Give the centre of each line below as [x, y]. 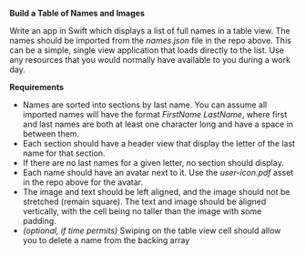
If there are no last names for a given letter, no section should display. [153, 163]
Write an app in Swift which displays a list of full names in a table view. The [150, 31]
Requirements [37, 87]
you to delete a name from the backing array [106, 240]
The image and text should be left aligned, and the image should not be [156, 192]
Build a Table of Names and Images [77, 13]
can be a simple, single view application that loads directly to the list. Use [147, 50]
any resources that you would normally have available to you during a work [150, 60]
